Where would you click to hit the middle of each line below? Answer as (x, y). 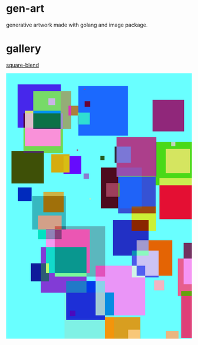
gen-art (25, 9)
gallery (24, 49)
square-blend (23, 65)
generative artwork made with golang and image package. (77, 25)
